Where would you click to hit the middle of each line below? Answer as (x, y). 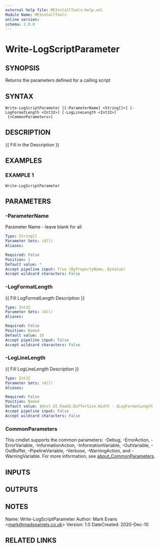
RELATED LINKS (31, 541)
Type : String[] (21, 236)
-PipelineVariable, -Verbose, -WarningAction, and (79, 451)
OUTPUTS (22, 489)
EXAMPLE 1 (20, 175)
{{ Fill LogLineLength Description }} (42, 369)
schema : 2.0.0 (20, 24)
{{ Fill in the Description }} (32, 145)
